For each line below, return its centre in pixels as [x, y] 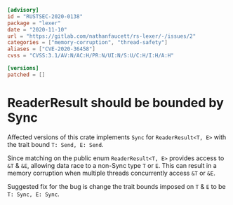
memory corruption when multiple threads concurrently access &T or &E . [111, 173]
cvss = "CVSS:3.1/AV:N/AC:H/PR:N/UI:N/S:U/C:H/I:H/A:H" [91, 56]
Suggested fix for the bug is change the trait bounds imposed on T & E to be [116, 186]
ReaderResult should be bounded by [115, 102]
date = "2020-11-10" [38, 29]
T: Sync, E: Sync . [33, 194]
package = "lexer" [34, 23]
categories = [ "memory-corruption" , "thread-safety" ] [88, 43]
